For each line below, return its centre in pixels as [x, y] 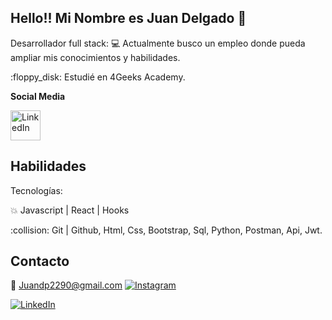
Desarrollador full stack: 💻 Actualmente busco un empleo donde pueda [158, 43]
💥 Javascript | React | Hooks [70, 210]
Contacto [40, 261]
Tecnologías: [36, 190]
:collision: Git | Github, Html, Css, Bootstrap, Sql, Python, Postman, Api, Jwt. [166, 230]
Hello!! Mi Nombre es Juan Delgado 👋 [128, 18]
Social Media [38, 96]
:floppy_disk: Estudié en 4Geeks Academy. [98, 77]
